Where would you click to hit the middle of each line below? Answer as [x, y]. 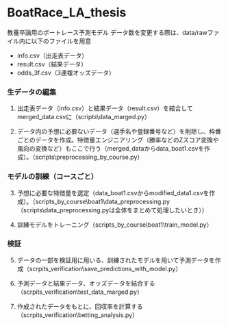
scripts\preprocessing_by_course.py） [89, 157]
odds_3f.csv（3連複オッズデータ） [66, 73]
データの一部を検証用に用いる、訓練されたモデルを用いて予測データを [116, 260]
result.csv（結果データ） [52, 64]
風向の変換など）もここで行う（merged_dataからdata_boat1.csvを [111, 149]
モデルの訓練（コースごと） [52, 177]
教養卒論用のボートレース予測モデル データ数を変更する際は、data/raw [107, 32]
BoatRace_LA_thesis [67, 13]
